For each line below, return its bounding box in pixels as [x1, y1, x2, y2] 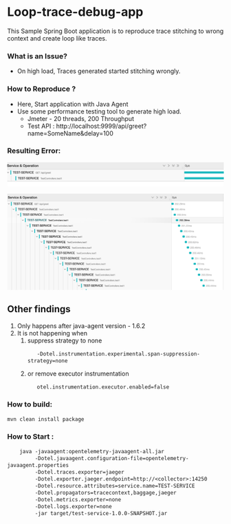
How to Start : [7, 431, 54, 441]
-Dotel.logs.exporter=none [34, 503, 112, 510]
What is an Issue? [7, 51, 67, 61]
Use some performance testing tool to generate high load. [16, 107, 182, 116]
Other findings [7, 303, 71, 315]
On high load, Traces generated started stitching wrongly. [16, 67, 181, 76]
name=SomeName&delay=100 [27, 129, 113, 138]
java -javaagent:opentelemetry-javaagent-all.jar [19, 448, 165, 455]
